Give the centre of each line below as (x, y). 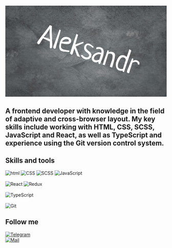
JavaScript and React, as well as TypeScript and (84, 135)
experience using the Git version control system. (85, 143)
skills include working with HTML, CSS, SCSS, (80, 127)
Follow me (22, 222)
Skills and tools (30, 161)
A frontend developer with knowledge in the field (85, 111)
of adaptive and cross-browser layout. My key (80, 119)
